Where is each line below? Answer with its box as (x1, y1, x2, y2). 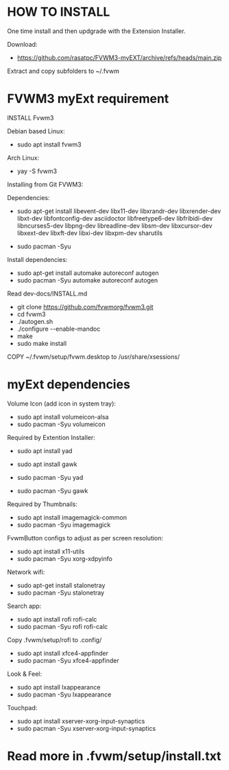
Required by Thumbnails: (7, 500, 77, 508)
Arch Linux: (7, 153, 40, 162)
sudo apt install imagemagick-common (16, 513, 128, 521)
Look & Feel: (7, 670, 43, 678)
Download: (7, 40, 38, 48)
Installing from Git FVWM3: (7, 180, 84, 188)
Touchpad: (7, 703, 38, 712)
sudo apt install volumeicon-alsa (16, 412, 109, 421)
